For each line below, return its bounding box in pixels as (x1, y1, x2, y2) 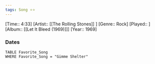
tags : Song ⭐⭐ (5, 7, 35, 12)
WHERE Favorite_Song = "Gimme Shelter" (5, 54, 88, 59)
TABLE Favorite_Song (5, 50, 48, 55)
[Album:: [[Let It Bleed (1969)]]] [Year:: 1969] (5, 26, 97, 32)
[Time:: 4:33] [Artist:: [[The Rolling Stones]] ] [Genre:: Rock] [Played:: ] (5, 21, 150, 27)
